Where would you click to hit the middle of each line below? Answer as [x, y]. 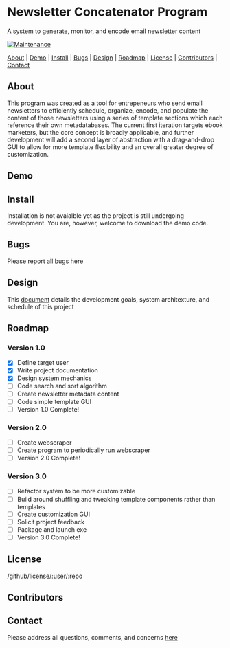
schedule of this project [41, 306]
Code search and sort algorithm [62, 386]
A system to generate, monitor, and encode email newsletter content [104, 31]
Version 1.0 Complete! [48, 409]
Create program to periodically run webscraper [84, 450]
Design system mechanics [54, 378]
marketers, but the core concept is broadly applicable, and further [101, 132]
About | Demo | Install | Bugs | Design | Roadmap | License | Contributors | [112, 57]
